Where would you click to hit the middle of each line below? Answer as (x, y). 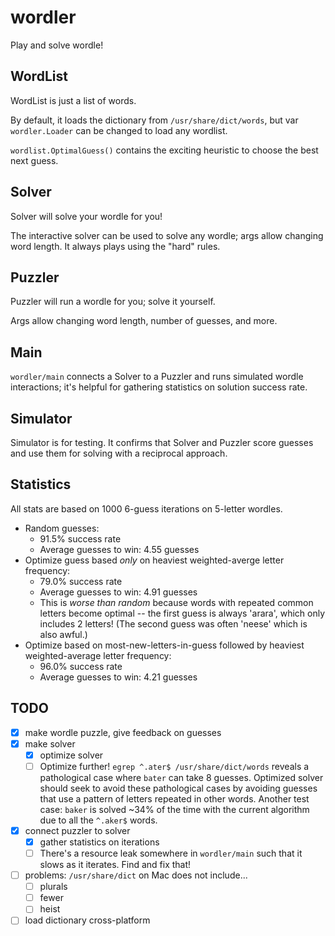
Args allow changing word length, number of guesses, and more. (144, 321)
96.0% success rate (81, 666)
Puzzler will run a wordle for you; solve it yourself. (113, 302)
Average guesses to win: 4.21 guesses (118, 677)
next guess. (34, 160)
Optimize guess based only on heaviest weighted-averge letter (154, 560)
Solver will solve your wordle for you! (86, 216)
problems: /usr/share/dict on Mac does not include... (136, 875)
